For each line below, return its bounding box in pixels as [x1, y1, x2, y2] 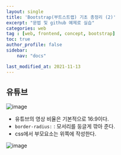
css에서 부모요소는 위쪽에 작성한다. [14, 130, 97, 137]
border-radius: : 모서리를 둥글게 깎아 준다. [14, 123, 116, 130]
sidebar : [6, 48, 28, 53]
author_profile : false [6, 42, 62, 48]
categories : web [6, 25, 46, 31]
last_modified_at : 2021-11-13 [6, 64, 81, 69]
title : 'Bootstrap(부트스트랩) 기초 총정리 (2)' [6, 14, 116, 20]
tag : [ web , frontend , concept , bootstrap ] [6, 31, 116, 37]
